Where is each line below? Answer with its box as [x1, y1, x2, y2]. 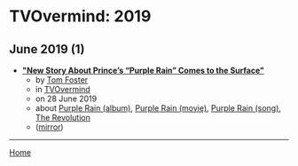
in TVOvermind [35, 84, 90, 94]
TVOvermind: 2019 [9, 6, 152, 27]
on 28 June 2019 [35, 93, 98, 104]
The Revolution [35, 113, 90, 123]
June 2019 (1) [9, 42, 85, 57]
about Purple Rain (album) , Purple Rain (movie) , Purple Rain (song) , [35, 103, 282, 113]
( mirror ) [35, 122, 64, 132]
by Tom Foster [35, 75, 89, 85]
